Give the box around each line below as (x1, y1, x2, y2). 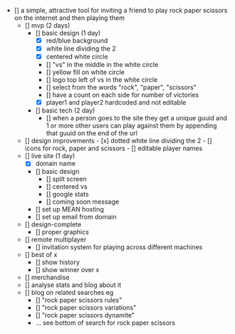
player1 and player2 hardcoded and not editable (46, 98, 187, 107)
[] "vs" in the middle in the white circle (46, 61, 159, 69)
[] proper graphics (35, 228, 89, 236)
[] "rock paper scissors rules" (35, 296, 122, 305)
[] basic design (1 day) (35, 28, 101, 37)
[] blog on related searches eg (24, 288, 114, 297)
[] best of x (24, 251, 58, 259)
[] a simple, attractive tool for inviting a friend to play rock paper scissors (14, 6, 228, 14)
